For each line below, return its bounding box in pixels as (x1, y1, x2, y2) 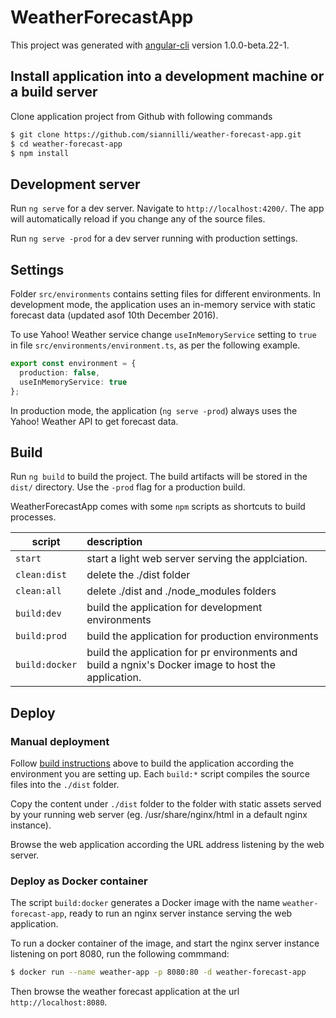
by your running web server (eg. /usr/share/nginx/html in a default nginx (10, 809, 308, 820)
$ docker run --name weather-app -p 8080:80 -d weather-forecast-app (10, 967, 307, 978)
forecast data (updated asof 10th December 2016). (10, 309, 219, 321)
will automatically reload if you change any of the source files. (10, 213, 266, 225)
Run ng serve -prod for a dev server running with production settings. (10, 232, 298, 245)
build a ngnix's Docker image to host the (86, 658, 277, 672)
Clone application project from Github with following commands (10, 110, 273, 122)
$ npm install (10, 148, 70, 158)
